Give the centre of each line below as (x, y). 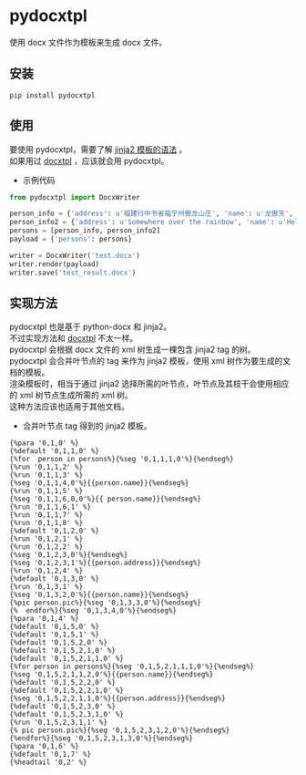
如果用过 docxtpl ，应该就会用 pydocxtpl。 (89, 160)
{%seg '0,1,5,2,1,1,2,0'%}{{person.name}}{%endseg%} (112, 675)
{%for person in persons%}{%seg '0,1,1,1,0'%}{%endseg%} (122, 460)
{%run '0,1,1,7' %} (46, 515)
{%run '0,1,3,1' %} (46, 587)
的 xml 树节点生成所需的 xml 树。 (71, 395)
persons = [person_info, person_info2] (85, 231)
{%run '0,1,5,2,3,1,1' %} (58, 723)
